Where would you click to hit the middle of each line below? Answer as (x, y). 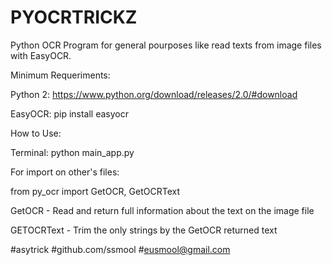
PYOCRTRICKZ (74, 17)
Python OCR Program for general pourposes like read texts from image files (166, 45)
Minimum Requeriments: (60, 75)
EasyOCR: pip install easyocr (70, 113)
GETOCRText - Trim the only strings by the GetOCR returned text (144, 230)
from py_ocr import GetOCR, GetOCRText (95, 191)
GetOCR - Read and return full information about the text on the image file (162, 210)
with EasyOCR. (41, 55)
